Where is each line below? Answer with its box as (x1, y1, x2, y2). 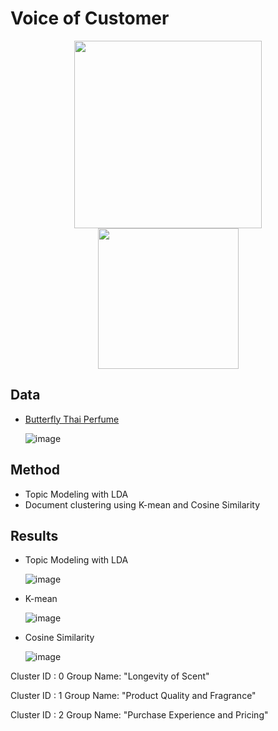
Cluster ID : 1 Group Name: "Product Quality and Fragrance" (10, 690, 257, 702)
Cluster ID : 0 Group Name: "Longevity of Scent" (10, 670, 210, 682)
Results (10, 527, 59, 544)
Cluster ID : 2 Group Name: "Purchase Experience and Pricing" (10, 709, 269, 721)
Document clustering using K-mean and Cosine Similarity (24, 498, 261, 511)
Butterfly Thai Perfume (24, 413, 120, 425)
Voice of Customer (10, 7, 170, 30)
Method (10, 462, 61, 479)
